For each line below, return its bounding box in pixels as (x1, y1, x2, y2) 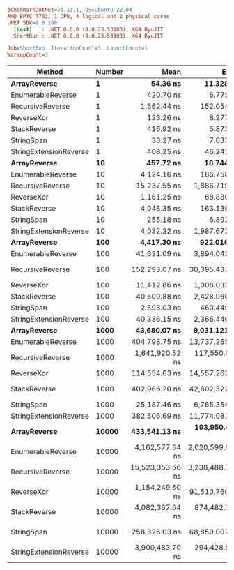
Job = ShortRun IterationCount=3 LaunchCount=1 (7, 45, 148, 52)
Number (95, 67, 124, 77)
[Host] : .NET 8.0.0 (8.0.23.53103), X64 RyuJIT (13, 26, 164, 33)
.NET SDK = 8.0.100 (7, 19, 58, 27)
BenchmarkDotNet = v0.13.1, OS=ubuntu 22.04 (7, 6, 132, 13)
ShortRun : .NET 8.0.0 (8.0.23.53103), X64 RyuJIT (13, 32, 164, 39)
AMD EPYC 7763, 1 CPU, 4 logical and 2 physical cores (7, 13, 170, 20)
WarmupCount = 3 (7, 52, 49, 59)
